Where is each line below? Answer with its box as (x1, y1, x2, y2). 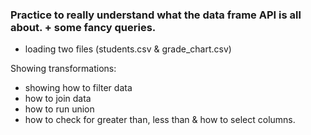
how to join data (24, 93, 92, 105)
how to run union (24, 103, 95, 115)
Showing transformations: (10, 63, 117, 75)
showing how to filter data (24, 82, 133, 94)
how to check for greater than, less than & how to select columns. (24, 114, 296, 126)
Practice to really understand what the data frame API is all (10, 8, 302, 22)
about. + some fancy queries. (10, 20, 157, 34)
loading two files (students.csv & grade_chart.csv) (24, 43, 232, 55)
